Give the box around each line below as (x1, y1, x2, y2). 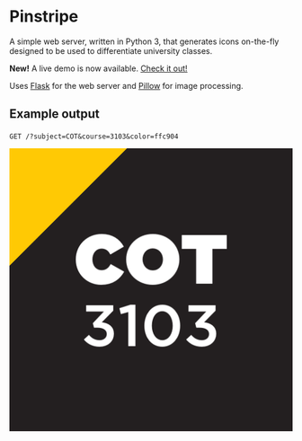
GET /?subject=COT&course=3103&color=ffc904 (9, 132, 179, 141)
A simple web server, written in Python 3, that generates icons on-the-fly (9, 36, 280, 47)
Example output (9, 106, 101, 122)
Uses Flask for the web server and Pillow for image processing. (9, 80, 244, 91)
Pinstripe (9, 6, 79, 27)
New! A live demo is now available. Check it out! (9, 63, 188, 74)
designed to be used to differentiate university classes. (9, 45, 213, 56)
